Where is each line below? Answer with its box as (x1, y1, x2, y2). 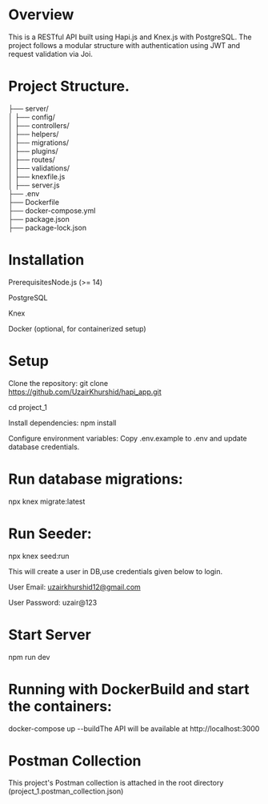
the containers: (8, 697, 112, 715)
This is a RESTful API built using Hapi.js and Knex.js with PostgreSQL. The (8, 32, 252, 42)
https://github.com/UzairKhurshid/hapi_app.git (8, 387, 162, 396)
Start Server (8, 625, 92, 644)
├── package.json (8, 214, 70, 223)
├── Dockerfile (8, 197, 60, 207)
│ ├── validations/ (8, 163, 70, 173)
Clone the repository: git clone (8, 378, 109, 388)
